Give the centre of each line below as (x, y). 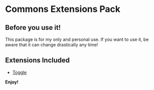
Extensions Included (38, 60)
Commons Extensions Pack (63, 9)
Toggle (19, 72)
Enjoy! (12, 82)
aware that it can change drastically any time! (52, 45)
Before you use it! (33, 28)
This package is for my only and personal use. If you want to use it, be (77, 39)
